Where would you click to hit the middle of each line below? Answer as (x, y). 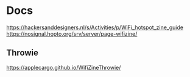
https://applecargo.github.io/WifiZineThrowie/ (64, 67)
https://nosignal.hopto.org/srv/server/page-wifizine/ (72, 33)
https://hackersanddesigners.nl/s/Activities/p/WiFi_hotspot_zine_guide (95, 27)
